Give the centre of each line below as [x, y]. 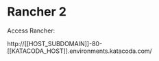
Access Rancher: [31, 30]
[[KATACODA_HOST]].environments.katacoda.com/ [79, 51]
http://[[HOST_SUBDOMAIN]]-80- [55, 43]
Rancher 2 [37, 12]
